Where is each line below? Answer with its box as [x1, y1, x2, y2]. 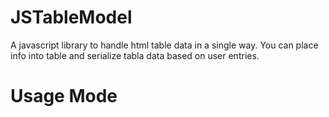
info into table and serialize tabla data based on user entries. [10, 49, 260, 61]
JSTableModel [10, 6, 133, 29]
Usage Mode [10, 85, 118, 108]
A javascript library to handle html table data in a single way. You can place [10, 39, 319, 51]
